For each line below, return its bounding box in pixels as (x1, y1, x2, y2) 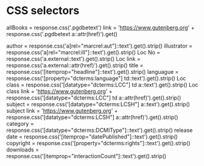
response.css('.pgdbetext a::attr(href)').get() (6, 30, 118, 37)
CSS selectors (6, 4, 80, 18)
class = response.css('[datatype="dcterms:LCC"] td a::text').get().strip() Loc (6, 81, 199, 88)
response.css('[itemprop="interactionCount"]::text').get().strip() (6, 152, 166, 159)
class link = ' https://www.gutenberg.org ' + (6, 87, 113, 95)
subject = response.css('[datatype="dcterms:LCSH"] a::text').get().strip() (6, 100, 191, 107)
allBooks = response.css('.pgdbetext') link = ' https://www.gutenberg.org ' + (6, 24, 195, 31)
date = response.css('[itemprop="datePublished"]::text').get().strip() (6, 132, 178, 140)
